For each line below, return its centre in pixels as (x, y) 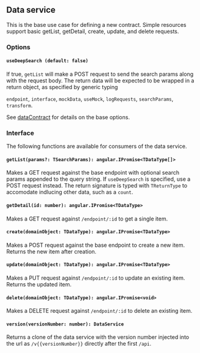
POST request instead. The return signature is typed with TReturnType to (97, 186)
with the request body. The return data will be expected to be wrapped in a (100, 80)
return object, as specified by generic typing (62, 87)
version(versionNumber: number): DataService (65, 324)
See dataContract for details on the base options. (68, 117)
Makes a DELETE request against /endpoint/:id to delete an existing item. (99, 311)
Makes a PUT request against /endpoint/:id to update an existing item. (96, 278)
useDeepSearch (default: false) (47, 61)
